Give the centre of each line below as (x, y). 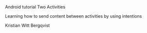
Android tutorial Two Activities (35, 7)
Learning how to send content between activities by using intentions (73, 16)
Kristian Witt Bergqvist (28, 25)
